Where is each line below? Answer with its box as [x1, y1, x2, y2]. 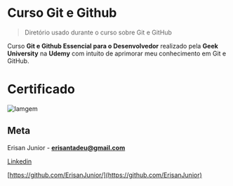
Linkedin [7, 157, 32, 166]
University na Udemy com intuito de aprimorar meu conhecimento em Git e [7, 49, 227, 58]
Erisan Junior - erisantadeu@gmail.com [7, 143, 126, 152]
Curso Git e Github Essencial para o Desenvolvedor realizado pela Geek [7, 41, 219, 50]
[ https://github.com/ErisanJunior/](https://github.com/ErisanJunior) [7, 171, 202, 179]
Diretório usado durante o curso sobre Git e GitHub [24, 28, 172, 36]
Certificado [7, 81, 75, 98]
